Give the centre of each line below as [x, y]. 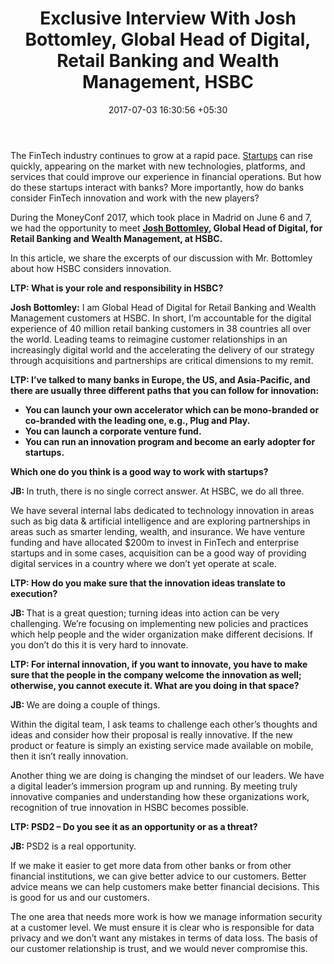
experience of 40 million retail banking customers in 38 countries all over [161, 328]
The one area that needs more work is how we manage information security [166, 916]
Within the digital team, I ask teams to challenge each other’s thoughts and [164, 724]
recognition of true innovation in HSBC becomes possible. [129, 807]
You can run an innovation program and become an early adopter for [170, 441]
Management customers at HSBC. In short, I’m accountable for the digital [161, 318]
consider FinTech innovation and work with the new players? [135, 198]
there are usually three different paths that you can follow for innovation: [165, 390]
